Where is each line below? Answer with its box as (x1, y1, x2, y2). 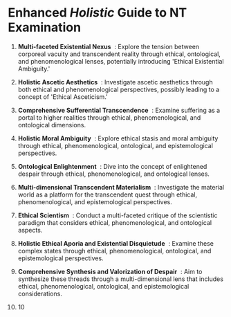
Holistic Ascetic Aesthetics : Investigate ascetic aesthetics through (17, 78, 213, 86)
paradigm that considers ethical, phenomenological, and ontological (17, 218, 212, 226)
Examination (8, 19, 82, 35)
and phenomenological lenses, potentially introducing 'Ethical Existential (17, 57, 224, 65)
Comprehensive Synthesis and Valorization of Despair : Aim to (17, 267, 203, 275)
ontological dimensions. (17, 120, 86, 129)
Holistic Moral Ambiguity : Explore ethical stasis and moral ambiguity (17, 134, 219, 143)
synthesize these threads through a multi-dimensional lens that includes (17, 275, 224, 283)
